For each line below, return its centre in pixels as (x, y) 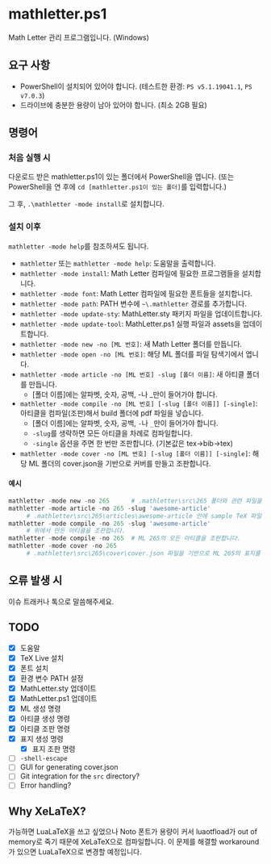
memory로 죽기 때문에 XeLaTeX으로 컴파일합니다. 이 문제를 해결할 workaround (134, 842)
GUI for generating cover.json (69, 767)
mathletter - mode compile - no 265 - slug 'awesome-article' (110, 524)
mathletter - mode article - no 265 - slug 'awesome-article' (110, 508)
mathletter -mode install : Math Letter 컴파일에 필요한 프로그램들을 (130, 273)
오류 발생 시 (35, 580)
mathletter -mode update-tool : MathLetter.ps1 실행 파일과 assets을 (130, 323)
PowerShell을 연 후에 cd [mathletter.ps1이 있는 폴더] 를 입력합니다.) (118, 187)
